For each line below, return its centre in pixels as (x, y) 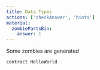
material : (19, 23)
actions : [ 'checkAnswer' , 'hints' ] (51, 17)
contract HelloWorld (32, 62)
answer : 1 (29, 34)
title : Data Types (29, 12)
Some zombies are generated (43, 51)
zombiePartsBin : (32, 28)
